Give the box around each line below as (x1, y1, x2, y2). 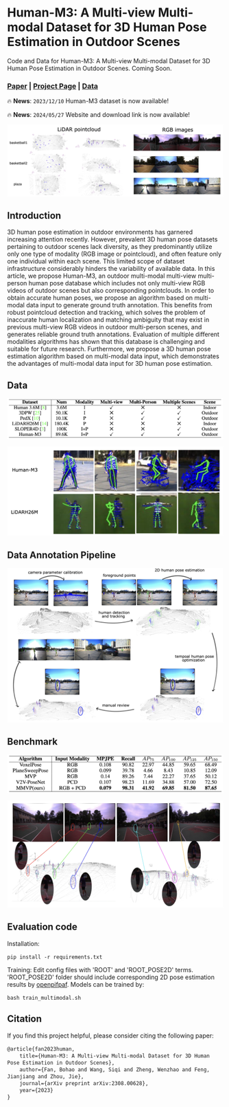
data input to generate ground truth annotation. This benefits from (26, 301, 213, 309)
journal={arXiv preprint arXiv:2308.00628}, (19, 1079, 149, 1087)
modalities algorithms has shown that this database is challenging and (7, 338, 206, 346)
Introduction (7, 210, 62, 221)
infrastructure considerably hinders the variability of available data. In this (7, 265, 215, 273)
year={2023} (19, 1086, 53, 1094)
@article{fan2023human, (7, 1045, 75, 1053)
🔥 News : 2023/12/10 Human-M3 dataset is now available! (7, 97, 169, 105)
